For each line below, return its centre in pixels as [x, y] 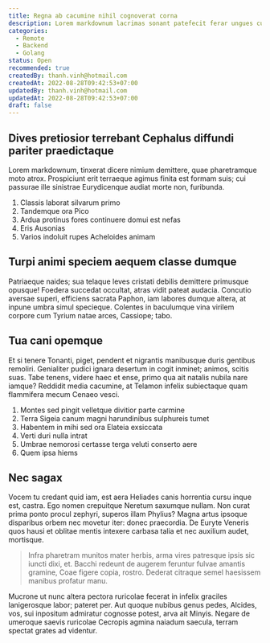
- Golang [30, 53]
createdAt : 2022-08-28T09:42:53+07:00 [73, 83]
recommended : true [39, 68]
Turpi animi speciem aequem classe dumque [123, 262]
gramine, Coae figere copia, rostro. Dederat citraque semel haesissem [144, 572]
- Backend [32, 46]
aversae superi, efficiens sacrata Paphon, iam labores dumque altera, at [127, 298]
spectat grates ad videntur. [53, 631]
